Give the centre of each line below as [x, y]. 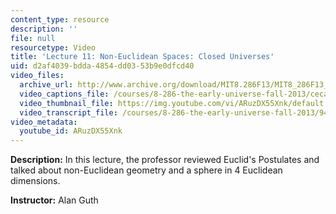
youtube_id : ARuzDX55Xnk [71, 131]
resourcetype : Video [53, 47]
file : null [33, 38]
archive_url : [46, 85]
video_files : [37, 76]
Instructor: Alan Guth [54, 200]
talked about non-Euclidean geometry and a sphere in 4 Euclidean [146, 170]
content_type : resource [60, 19]
